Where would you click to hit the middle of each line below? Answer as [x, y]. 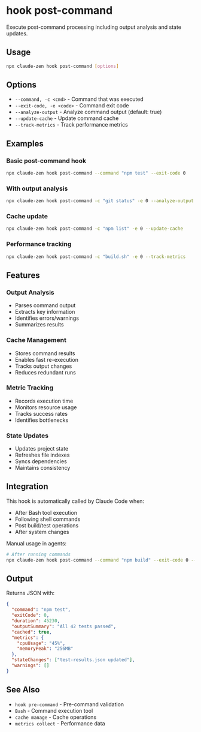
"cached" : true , [32, 632]
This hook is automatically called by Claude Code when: [75, 501]
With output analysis [37, 188]
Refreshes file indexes [42, 455]
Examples [25, 144]
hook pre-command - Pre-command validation [69, 704]
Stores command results [45, 353]
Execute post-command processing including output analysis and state [94, 27]
